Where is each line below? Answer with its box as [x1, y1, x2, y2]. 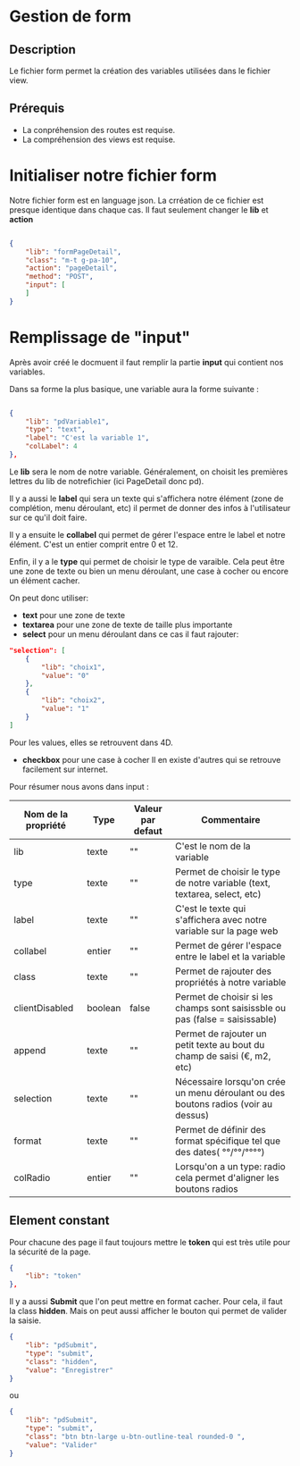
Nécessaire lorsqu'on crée [175, 1075, 286, 1087]
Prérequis [9, 101, 65, 116]
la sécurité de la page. [9, 1246, 91, 1257]
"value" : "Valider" [25, 1440, 98, 1449]
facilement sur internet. [21, 764, 109, 775]
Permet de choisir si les [175, 990, 274, 1002]
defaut [133, 825, 162, 837]
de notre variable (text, [175, 876, 271, 889]
